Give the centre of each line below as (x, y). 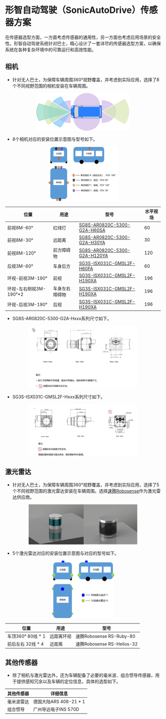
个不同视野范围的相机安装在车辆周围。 (51, 86)
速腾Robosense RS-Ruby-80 (106, 636)
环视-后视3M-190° (27, 304)
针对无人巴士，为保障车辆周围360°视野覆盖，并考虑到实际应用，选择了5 (86, 485)
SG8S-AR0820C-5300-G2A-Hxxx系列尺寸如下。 (62, 319)
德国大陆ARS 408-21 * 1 (59, 702)
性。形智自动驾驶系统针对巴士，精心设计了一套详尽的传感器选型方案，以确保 (83, 43)
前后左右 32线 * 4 (25, 644)
